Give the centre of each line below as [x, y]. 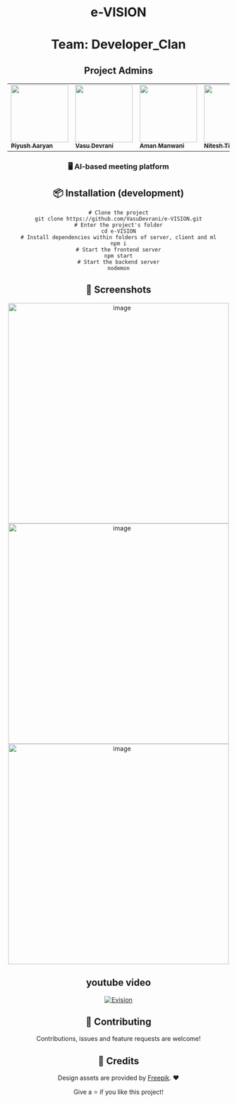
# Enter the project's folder [119, 225]
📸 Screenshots [119, 290]
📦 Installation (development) [119, 193]
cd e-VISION [119, 231]
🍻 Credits [119, 1061]
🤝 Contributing [119, 1022]
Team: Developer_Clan [119, 45]
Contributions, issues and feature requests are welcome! [119, 1039]
